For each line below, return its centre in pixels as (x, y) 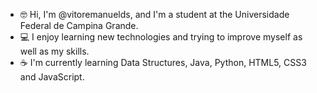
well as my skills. (54, 51)
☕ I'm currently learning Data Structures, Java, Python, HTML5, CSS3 (163, 62)
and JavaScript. (52, 77)
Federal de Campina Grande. (79, 25)
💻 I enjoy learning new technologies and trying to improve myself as (161, 37)
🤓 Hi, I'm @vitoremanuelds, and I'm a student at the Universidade (154, 14)
